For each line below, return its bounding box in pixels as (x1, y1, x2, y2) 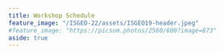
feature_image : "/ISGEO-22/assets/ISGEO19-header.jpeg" (8, 19, 199, 27)
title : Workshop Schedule (8, 11, 95, 20)
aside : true (8, 33, 48, 42)
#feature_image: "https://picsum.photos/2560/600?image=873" (8, 26, 217, 34)
